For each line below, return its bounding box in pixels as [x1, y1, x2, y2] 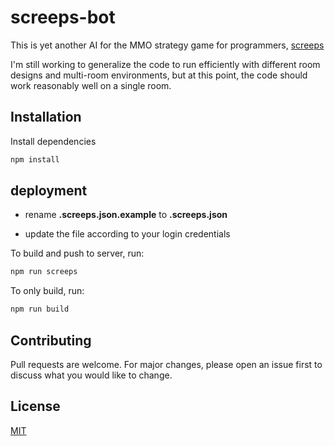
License [10, 398, 61, 415]
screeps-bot [10, 6, 116, 29]
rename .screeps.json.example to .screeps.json [24, 209, 228, 221]
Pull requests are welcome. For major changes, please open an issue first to [10, 359, 323, 370]
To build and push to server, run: [10, 247, 145, 260]
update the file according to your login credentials [24, 228, 231, 240]
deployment [10, 182, 88, 200]
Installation [10, 109, 82, 126]
